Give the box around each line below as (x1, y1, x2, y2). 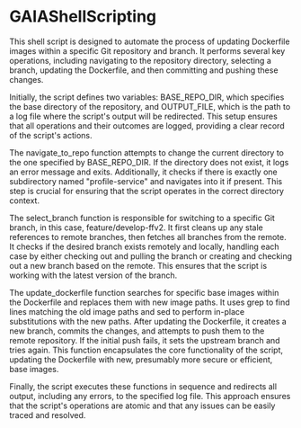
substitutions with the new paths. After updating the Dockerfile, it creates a (9, 316, 288, 326)
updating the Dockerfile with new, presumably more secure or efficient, (9, 353, 273, 365)
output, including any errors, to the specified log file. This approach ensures (9, 390, 291, 401)
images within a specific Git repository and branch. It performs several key (9, 45, 286, 56)
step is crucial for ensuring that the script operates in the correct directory (9, 185, 285, 196)
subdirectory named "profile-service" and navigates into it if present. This (9, 175, 283, 186)
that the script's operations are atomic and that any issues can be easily (9, 400, 276, 411)
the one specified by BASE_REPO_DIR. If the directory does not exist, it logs (9, 156, 289, 167)
